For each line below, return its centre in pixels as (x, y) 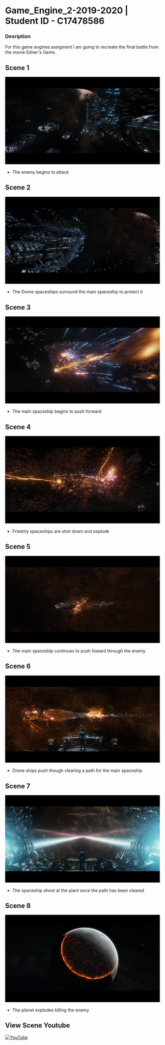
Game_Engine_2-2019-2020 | (67, 11)
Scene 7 (18, 786)
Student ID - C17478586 (55, 21)
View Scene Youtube (38, 1026)
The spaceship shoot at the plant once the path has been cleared (78, 890)
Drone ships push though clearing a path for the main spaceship (77, 770)
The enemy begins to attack (41, 172)
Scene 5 (18, 547)
